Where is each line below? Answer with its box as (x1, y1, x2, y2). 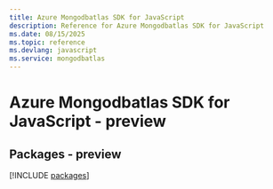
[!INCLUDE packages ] (9, 170, 90, 180)
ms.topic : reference (9, 37, 86, 47)
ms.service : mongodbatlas (9, 54, 105, 63)
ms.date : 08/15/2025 (9, 29, 86, 38)
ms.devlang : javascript (9, 46, 98, 55)
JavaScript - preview (9, 112, 167, 131)
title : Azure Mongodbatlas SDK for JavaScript (9, 12, 185, 22)
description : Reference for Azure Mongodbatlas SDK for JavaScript (9, 21, 265, 30)
